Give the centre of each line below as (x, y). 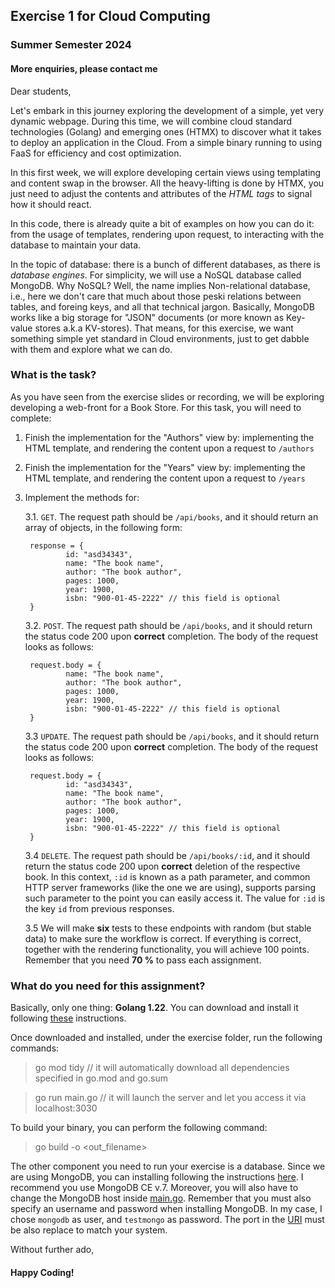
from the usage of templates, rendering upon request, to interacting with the (167, 234)
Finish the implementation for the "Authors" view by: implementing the (169, 437)
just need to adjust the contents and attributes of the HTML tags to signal (161, 193)
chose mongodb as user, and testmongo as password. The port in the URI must (167, 1220)
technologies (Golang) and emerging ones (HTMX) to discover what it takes (166, 131)
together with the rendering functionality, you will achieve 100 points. (167, 949)
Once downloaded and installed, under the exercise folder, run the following (166, 1038)
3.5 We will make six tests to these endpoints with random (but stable (168, 928)
